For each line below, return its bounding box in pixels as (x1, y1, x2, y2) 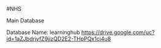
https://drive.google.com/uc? (81, 29, 155, 36)
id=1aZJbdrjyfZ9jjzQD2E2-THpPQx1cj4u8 (6, 35, 111, 42)
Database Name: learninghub (6, 29, 81, 36)
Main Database (6, 17, 45, 24)
